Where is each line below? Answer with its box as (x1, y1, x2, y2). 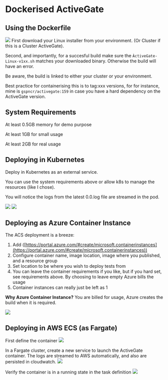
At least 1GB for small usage (5, 131, 63, 137)
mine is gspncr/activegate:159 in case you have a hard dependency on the (5, 88, 161, 94)
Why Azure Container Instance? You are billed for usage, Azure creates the (5, 294, 163, 300)
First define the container (5, 338, 58, 344)
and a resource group (12, 258, 58, 264)
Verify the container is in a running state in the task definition (5, 369, 132, 375)
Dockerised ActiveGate (5, 4, 104, 15)
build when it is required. (5, 299, 57, 306)
